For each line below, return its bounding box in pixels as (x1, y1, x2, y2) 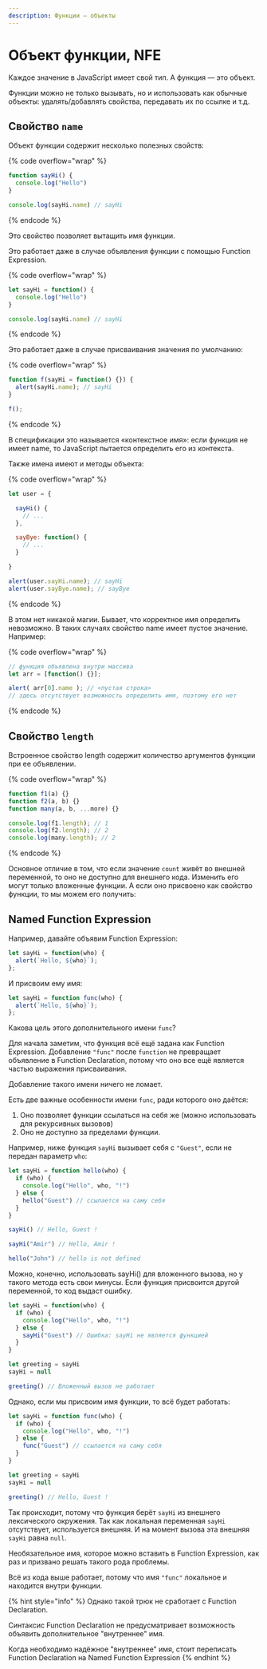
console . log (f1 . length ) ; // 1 (8, 819, 109, 827)
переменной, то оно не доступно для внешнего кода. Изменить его (8, 872, 239, 882)
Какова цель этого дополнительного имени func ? (8, 1023, 177, 1033)
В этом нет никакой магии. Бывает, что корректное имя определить (8, 614, 241, 624)
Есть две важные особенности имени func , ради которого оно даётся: (8, 1095, 249, 1104)
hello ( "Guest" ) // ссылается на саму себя (22, 1196, 166, 1204)
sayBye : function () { (15, 533, 88, 541)
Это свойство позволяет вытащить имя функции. (8, 231, 175, 240)
